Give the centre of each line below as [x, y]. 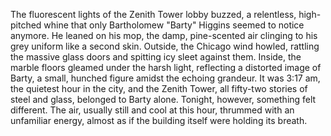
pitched [26, 25]
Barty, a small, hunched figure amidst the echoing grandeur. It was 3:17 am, [165, 78]
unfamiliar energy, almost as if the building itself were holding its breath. [159, 120]
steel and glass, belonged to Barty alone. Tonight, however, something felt [163, 99]
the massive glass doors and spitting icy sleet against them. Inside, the [156, 57]
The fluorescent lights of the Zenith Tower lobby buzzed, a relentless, [153, 14]
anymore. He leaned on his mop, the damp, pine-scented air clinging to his [164, 35]
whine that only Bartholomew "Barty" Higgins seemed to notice [174, 25]
